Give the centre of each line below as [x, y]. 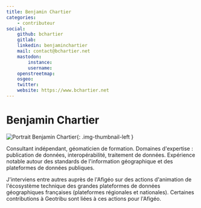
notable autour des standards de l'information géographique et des [90, 161]
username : [40, 68]
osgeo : [25, 79]
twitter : [28, 85]
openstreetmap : [36, 74]
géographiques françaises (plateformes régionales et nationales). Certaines [100, 192]
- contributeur [36, 23]
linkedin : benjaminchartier [52, 46]
